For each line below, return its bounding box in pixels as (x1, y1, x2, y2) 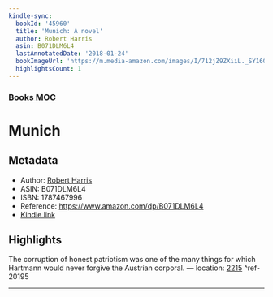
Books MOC (8, 91, 57, 102)
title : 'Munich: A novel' (15, 27, 104, 35)
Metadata (8, 153, 58, 167)
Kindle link (19, 209, 55, 219)
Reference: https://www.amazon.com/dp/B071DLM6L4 (19, 200, 204, 211)
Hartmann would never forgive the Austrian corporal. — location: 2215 (8, 263, 243, 273)
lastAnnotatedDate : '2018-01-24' (15, 49, 129, 58)
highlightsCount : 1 (15, 65, 82, 73)
